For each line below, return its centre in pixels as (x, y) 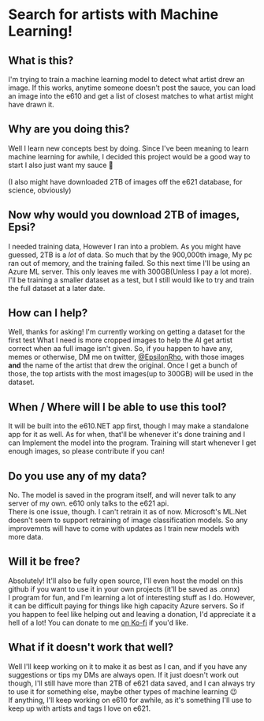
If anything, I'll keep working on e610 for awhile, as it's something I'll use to (130, 700)
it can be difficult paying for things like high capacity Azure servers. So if (126, 606)
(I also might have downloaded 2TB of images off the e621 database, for (125, 181)
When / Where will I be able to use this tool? (117, 407)
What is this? (41, 60)
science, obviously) (40, 190)
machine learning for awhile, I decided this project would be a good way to (129, 156)
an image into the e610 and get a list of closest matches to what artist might (131, 96)
